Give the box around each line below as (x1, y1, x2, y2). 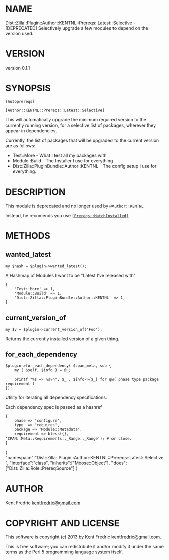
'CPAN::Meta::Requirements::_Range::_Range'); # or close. (5, 436, 132, 441)
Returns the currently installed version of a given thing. (5, 336, 120, 342)
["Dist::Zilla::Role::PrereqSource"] (5, 465, 75, 471)
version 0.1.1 (5, 65, 30, 71)
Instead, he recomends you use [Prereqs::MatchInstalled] (5, 212, 129, 218)
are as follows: (5, 142, 36, 149)
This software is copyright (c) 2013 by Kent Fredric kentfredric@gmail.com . (5, 534, 161, 540)
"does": (111, 460, 127, 466)
